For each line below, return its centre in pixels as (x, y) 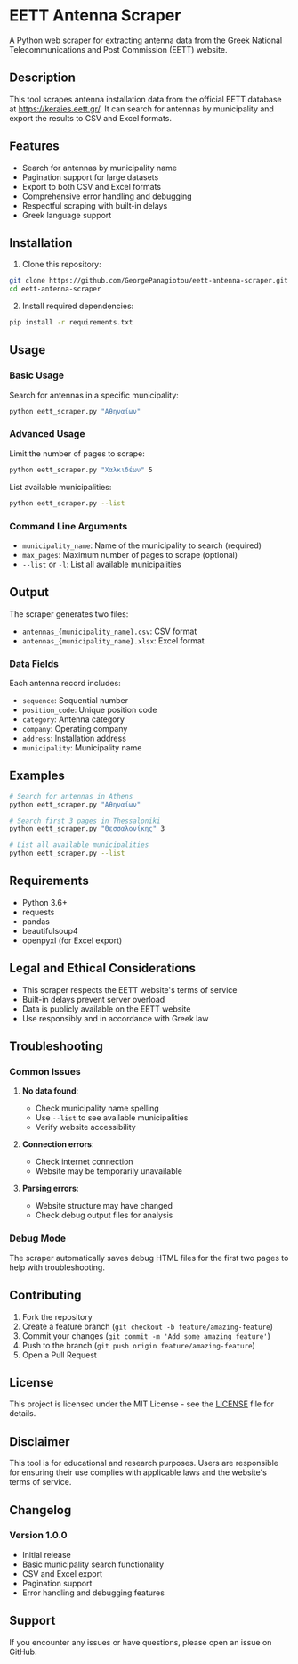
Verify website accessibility (85, 1127)
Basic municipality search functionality (93, 1564)
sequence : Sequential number (75, 701)
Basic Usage (37, 375)
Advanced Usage (47, 434)
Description (42, 78)
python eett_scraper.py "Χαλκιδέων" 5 (81, 470)
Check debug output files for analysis (104, 1215)
